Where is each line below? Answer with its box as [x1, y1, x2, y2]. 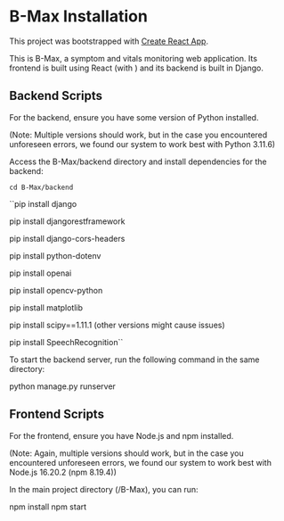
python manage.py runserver [9, 381, 116, 392]
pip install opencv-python [9, 285, 103, 295]
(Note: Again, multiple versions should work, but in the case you [9, 448, 244, 459]
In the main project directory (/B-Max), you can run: [9, 484, 199, 494]
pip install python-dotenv [9, 250, 101, 260]
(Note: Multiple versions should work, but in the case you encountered [9, 129, 268, 140]
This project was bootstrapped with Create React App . [9, 36, 209, 46]
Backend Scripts [9, 88, 102, 103]
